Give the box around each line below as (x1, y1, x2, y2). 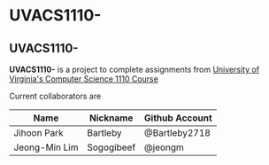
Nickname (89, 112, 134, 124)
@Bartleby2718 (144, 127, 211, 138)
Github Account (144, 112, 212, 124)
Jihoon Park (13, 127, 64, 138)
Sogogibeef (87, 141, 136, 153)
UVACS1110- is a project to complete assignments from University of (9, 64, 260, 75)
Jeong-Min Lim (13, 141, 79, 153)
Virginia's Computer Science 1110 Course (9, 74, 159, 84)
